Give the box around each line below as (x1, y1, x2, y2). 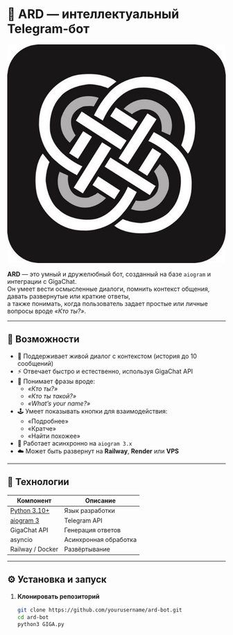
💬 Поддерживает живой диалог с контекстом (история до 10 (17, 352, 198, 360)
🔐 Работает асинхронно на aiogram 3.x (17, 439, 133, 447)
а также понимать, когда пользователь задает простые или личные (7, 299, 208, 307)
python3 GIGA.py (17, 621, 64, 628)
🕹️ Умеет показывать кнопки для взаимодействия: (17, 407, 168, 415)
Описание (85, 496, 116, 505)
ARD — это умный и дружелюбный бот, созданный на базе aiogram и (7, 270, 212, 278)
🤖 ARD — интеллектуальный (7, 6, 180, 22)
